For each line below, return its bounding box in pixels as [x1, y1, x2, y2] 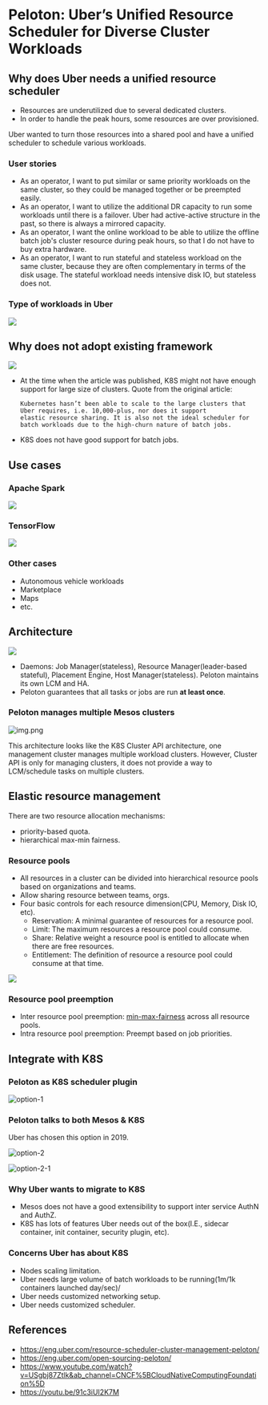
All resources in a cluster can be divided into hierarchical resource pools [19, 873, 258, 883]
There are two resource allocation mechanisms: [8, 810, 166, 820]
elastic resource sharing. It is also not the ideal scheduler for [19, 414, 250, 422]
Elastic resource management [8, 790, 162, 803]
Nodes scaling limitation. [19, 1265, 102, 1275]
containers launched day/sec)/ [19, 1282, 122, 1293]
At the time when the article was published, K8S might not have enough [19, 376, 256, 386]
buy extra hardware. [19, 245, 87, 254]
